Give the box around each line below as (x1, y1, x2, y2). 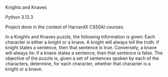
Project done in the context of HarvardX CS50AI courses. (5, 24, 125, 30)
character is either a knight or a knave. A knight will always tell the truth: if (5, 39, 159, 45)
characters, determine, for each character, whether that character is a (5, 61, 151, 66)
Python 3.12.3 (5, 14, 34, 20)
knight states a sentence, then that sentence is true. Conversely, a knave (5, 45, 157, 50)
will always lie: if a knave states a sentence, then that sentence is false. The (5, 50, 163, 56)
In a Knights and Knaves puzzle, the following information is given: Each (5, 34, 155, 40)
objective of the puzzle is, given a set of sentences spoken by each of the (5, 55, 159, 61)
